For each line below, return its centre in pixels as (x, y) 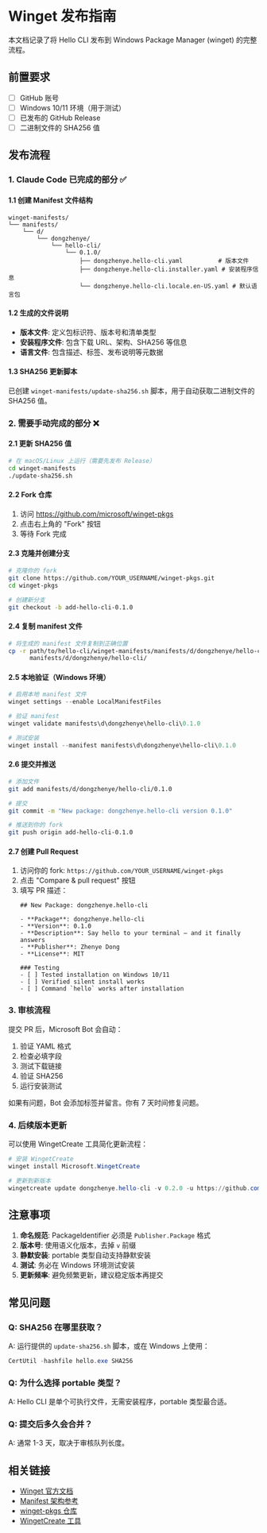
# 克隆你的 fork (33, 571)
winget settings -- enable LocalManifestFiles (85, 702)
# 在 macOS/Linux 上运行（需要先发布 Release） (82, 461)
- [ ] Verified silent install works (82, 982)
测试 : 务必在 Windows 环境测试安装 (77, 1265)
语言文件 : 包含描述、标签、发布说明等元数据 (91, 352)
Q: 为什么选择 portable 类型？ (65, 1383)
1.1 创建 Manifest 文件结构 (50, 200)
